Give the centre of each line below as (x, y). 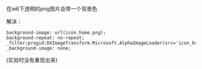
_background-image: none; (38, 48)
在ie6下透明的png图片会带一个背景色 (52, 9)
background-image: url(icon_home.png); (56, 33)
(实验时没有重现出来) (32, 60)
